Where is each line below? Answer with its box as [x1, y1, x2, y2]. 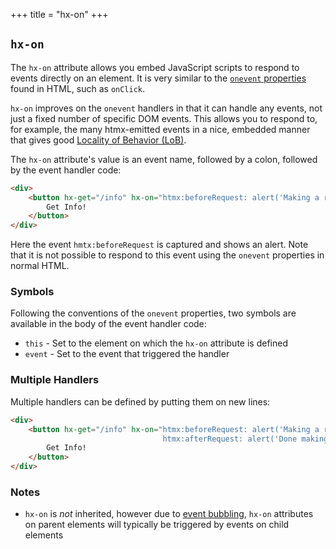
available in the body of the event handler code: [10, 318, 207, 330]
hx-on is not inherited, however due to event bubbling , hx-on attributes [24, 508, 314, 520]
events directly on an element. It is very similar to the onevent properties [10, 72, 307, 84]
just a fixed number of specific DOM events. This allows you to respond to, [10, 112, 318, 124]
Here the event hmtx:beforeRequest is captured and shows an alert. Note [10, 239, 309, 251]
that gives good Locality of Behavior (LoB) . [10, 134, 187, 146]
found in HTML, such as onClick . [10, 82, 146, 94]
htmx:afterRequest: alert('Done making [162, 434, 329, 444]
